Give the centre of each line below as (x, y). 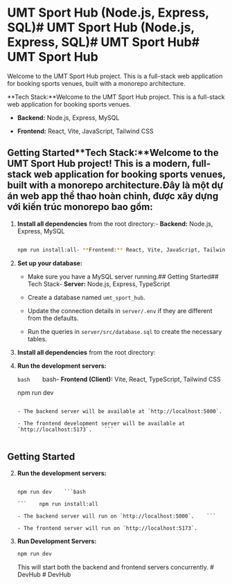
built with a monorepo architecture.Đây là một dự (115, 185)
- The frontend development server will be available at (101, 423)
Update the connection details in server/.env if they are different (120, 310)
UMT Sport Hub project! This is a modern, (99, 164)
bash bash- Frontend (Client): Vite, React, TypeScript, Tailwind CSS (119, 379)
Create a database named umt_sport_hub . (86, 297)
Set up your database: (50, 263)
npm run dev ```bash (52, 492)
